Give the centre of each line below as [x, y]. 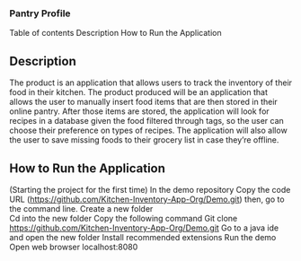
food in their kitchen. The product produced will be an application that [138, 92]
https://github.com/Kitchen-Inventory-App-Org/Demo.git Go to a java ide [144, 228]
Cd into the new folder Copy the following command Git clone [124, 218]
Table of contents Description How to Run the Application [115, 33]
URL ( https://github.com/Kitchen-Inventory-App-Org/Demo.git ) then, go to [147, 199]
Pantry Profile [40, 13]
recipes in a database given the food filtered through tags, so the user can [147, 121]
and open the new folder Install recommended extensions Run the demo [143, 237]
